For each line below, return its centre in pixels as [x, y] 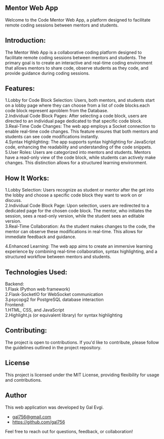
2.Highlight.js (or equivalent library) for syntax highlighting [64, 315]
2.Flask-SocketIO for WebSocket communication [54, 294]
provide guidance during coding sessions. [47, 73]
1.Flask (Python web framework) [38, 289]
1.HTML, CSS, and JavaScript [35, 310]
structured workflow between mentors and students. [58, 257]
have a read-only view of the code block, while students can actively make [81, 158]
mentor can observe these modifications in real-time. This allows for [74, 232]
